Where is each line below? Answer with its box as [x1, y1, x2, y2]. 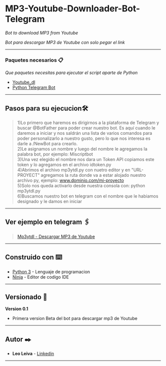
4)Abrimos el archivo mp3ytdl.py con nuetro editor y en [17, 167, 130, 173]
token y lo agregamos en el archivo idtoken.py [17, 162, 112, 168]
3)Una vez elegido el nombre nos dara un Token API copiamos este [17, 157, 155, 163]
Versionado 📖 [5, 293, 47, 301]
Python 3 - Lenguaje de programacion [12, 269, 90, 275]
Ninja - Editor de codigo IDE [12, 274, 69, 280]
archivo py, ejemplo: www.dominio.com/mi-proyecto [17, 177, 124, 183]
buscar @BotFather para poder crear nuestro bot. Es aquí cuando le [17, 125, 156, 131]
